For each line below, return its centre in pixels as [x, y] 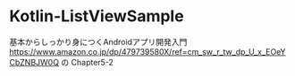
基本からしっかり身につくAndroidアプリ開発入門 [98, 42]
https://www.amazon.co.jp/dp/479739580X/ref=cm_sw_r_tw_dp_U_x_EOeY [147, 51]
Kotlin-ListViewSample [97, 16]
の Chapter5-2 [88, 62]
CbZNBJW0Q [34, 62]
